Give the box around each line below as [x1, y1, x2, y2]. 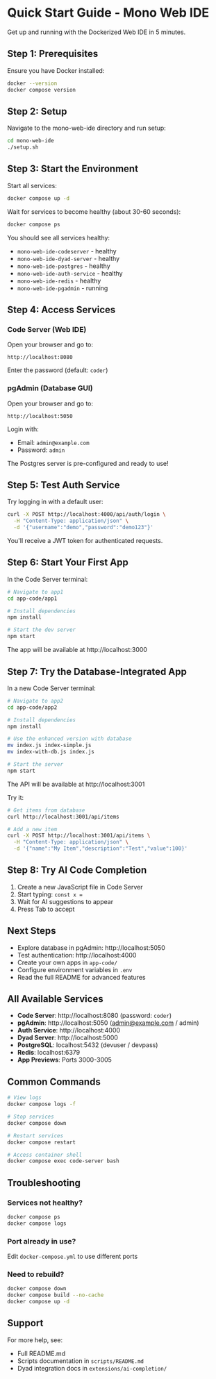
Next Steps [7, 925, 56, 937]
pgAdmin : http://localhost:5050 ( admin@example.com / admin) [17, 1019, 199, 1027]
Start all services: [7, 181, 57, 190]
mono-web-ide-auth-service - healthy [17, 269, 123, 277]
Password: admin [17, 446, 65, 454]
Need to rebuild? [7, 1269, 65, 1279]
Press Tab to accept [17, 905, 75, 913]
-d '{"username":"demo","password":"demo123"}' [13, 524, 154, 531]
